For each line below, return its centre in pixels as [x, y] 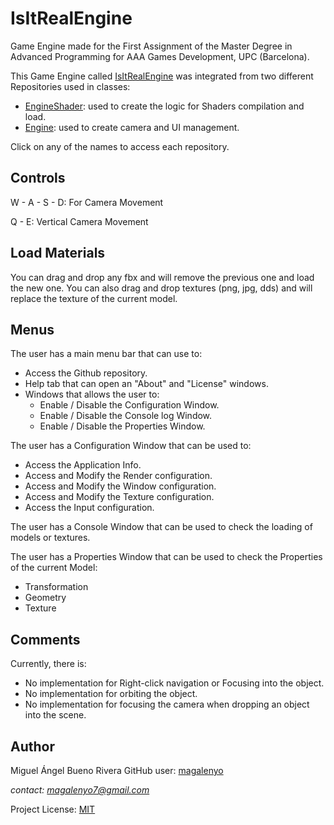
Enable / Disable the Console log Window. [126, 416]
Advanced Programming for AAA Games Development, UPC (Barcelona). [160, 56]
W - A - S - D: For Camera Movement [87, 202]
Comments [45, 639]
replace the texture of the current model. [94, 298]
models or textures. [50, 538]
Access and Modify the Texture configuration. [119, 497]
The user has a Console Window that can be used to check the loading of [161, 527]
